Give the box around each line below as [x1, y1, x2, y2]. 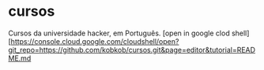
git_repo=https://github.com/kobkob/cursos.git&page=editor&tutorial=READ [8, 45, 255, 54]
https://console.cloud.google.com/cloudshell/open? [10, 36, 179, 46]
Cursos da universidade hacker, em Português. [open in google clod [8, 28, 231, 38]
